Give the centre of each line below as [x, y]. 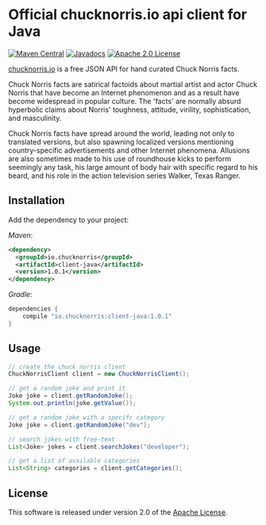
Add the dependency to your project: [69, 219]
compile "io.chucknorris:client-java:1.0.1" [97, 316]
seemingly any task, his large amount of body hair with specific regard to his [133, 167]
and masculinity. [35, 118]
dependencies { [33, 309]
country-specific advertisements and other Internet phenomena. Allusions [129, 150]
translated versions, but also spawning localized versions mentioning [121, 141]
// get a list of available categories [74, 461]
